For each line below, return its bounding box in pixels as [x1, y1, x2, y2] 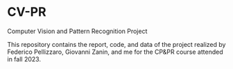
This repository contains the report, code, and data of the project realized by [7, 40, 226, 48]
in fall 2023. [7, 55, 42, 63]
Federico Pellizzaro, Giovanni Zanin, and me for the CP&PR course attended [7, 48, 223, 56]
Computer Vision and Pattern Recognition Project [7, 27, 148, 35]
